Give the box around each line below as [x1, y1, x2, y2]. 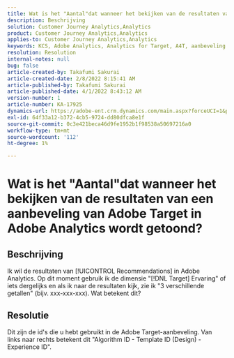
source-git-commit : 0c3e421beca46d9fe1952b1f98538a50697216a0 [7, 120, 192, 128]
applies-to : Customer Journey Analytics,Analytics [7, 36, 157, 43]
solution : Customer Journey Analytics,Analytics [7, 23, 151, 30]
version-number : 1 [7, 95, 61, 102]
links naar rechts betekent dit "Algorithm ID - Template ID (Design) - [7, 335, 202, 343]
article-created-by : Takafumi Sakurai [7, 68, 120, 75]
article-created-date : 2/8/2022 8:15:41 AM [7, 75, 136, 82]
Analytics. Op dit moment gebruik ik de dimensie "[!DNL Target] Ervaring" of [7, 274, 226, 283]
